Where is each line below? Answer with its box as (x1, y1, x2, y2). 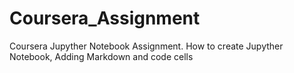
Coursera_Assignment (9, 7, 201, 30)
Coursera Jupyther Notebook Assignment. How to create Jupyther (9, 40, 284, 52)
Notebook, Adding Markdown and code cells (9, 50, 194, 62)
